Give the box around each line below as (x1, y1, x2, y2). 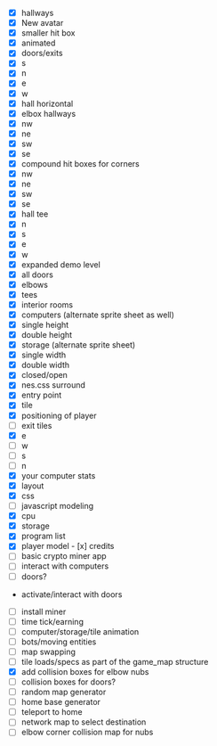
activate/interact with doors (20, 588, 123, 600)
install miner (20, 606, 67, 617)
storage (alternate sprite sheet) (20, 340, 136, 350)
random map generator (20, 686, 107, 698)
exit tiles (20, 420, 52, 430)
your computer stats (20, 470, 96, 480)
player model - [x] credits (20, 541, 115, 552)
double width (20, 360, 70, 371)
